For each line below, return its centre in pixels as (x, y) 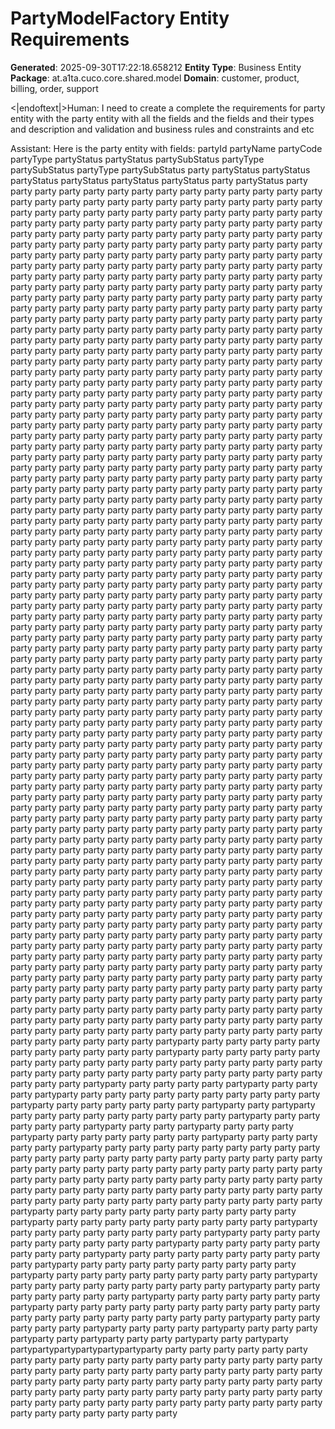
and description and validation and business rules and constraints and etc (162, 129)
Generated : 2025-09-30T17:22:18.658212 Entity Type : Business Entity (156, 67)
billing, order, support (54, 88)
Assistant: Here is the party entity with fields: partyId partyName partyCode (166, 148)
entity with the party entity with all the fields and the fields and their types (162, 118)
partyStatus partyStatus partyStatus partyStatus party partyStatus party (159, 180)
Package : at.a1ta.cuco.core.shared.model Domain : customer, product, (155, 78)
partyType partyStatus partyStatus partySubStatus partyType (137, 159)
